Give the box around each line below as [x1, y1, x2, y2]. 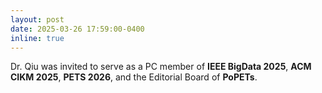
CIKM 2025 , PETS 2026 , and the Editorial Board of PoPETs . [10, 71, 258, 83]
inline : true [10, 33, 65, 43]
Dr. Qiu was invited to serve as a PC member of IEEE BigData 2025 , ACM [10, 61, 312, 73]
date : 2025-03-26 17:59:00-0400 [10, 24, 145, 34]
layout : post [10, 14, 65, 25]
